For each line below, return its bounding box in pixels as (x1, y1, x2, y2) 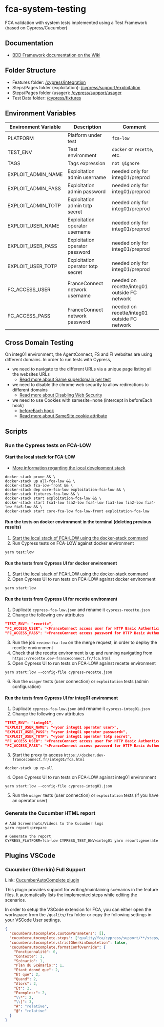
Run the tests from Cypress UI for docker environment (5, 560, 117, 566)
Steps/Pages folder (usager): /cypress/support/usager (12, 90, 122, 96)
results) (5, 524, 21, 530)
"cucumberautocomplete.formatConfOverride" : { (9, 945, 106, 950)
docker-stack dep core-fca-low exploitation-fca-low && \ (5, 487, 125, 492)
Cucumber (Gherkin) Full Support (5, 866, 86, 873)
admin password (67, 188, 106, 195)
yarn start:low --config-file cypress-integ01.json (5, 784, 112, 789)
